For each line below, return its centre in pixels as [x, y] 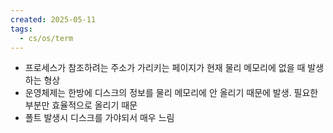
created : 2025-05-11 [53, 19]
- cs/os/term [46, 38]
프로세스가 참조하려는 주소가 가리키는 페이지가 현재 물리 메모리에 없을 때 [165, 68]
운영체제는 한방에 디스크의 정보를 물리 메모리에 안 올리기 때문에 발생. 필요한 [171, 93]
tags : [21, 29]
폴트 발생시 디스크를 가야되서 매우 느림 [99, 118]
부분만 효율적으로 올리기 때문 [81, 105]
